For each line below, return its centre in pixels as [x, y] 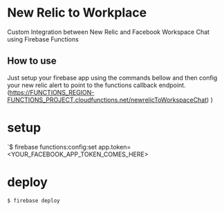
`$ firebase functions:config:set [52, 147]
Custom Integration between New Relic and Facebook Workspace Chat [108, 32]
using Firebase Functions [43, 39]
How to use [32, 61]
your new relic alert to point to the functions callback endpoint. [96, 85]
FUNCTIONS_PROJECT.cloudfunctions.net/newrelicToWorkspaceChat [107, 100]
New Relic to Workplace [77, 13]
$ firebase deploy [34, 201]
